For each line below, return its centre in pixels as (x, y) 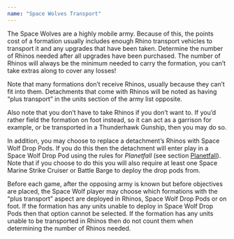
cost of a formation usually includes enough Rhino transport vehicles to (110, 41)
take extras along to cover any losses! (62, 70)
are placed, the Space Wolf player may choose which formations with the (112, 191)
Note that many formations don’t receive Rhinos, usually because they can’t (116, 84)
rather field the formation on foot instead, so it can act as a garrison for (109, 120)
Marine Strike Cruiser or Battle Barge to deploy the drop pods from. (104, 170)
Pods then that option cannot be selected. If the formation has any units (110, 213)
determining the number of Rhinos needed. (69, 228)
